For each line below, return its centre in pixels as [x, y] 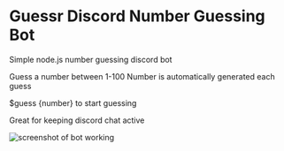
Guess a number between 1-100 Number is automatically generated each [142, 76]
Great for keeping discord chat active [77, 120]
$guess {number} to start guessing [73, 102]
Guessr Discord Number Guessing [137, 16]
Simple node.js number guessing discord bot [91, 59]
